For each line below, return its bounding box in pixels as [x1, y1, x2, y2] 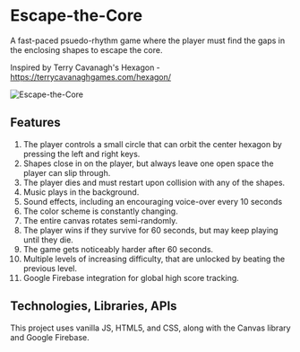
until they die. [22, 234, 74, 245]
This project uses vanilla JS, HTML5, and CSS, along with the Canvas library [10, 322, 291, 333]
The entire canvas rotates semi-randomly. [22, 215, 178, 225]
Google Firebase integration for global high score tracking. [22, 272, 240, 283]
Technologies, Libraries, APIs [10, 298, 177, 314]
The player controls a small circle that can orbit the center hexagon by [22, 138, 283, 149]
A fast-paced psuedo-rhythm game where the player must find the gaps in [10, 35, 286, 46]
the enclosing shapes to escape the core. [10, 44, 163, 55]
